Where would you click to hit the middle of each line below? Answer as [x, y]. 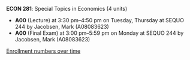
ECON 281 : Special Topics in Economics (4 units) [67, 9]
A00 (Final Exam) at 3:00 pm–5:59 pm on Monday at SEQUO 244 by [99, 33]
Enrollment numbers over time [43, 51]
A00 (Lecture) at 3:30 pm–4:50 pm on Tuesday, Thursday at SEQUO [99, 20]
